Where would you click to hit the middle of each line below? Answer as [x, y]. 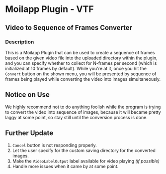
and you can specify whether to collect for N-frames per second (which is [81, 63]
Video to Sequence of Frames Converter [69, 28]
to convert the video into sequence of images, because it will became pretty [83, 112]
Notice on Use [27, 95]
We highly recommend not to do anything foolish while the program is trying [83, 107]
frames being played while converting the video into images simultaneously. [83, 79]
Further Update [29, 133]
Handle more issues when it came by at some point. [65, 166]
